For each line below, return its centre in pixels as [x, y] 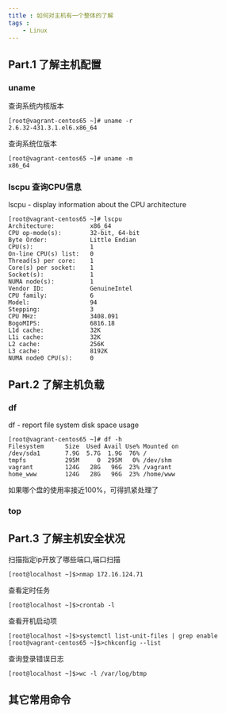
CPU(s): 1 [51, 247]
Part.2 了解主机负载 [56, 385]
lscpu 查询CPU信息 [45, 187]
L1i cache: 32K [55, 337]
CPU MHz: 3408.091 [63, 317]
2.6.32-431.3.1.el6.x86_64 [53, 128]
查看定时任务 [29, 590]
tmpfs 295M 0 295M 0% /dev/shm [90, 461]
